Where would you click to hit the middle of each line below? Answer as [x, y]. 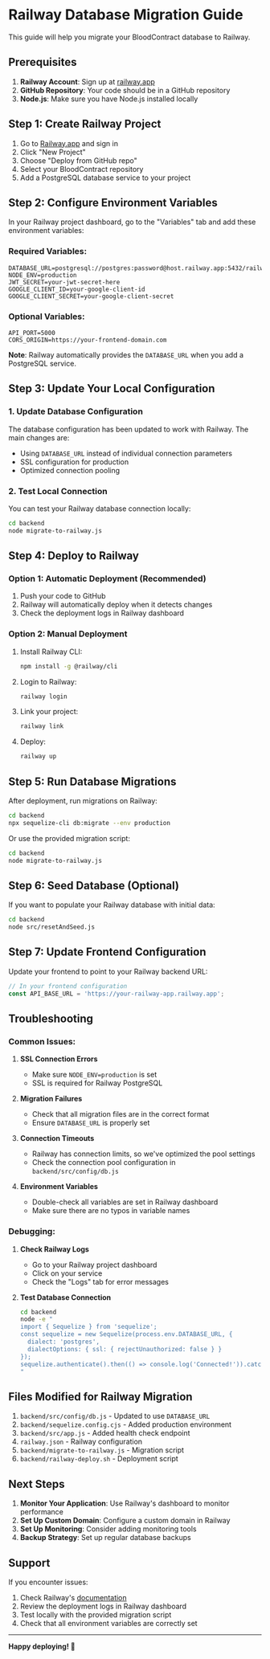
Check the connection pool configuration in [104, 1163]
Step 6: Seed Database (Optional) [94, 885]
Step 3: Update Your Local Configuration [112, 388]
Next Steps [37, 1484]
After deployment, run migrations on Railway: [83, 801]
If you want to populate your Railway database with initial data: [112, 905]
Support [29, 1563]
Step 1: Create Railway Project [85, 124]
